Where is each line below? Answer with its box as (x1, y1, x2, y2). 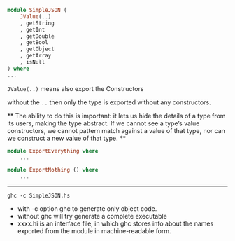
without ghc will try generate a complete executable (17, 212, 168, 221)
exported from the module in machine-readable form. (17, 227, 171, 235)
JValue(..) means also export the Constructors (7, 84, 144, 92)
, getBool (20, 39, 49, 46)
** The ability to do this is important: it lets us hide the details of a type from (7, 111, 226, 120)
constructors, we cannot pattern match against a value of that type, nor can (7, 126, 226, 135)
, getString (20, 20, 55, 27)
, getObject (20, 46, 55, 53)
